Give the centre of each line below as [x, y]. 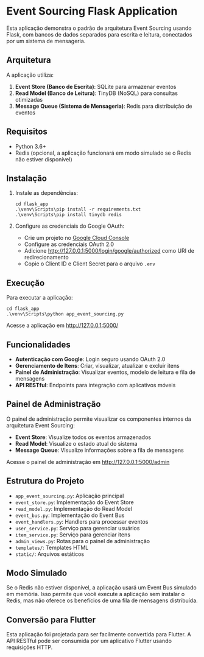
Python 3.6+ [31, 146]
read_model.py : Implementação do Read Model [74, 508]
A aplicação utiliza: [30, 75]
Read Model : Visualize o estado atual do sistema [76, 443]
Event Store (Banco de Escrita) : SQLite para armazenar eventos [96, 86]
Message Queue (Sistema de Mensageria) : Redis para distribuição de [104, 106]
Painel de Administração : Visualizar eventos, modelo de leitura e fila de [105, 372]
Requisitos [27, 132]
